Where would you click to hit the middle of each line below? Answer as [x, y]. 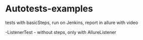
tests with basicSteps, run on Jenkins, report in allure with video [72, 22]
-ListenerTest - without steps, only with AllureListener [61, 32]
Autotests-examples [49, 9]
